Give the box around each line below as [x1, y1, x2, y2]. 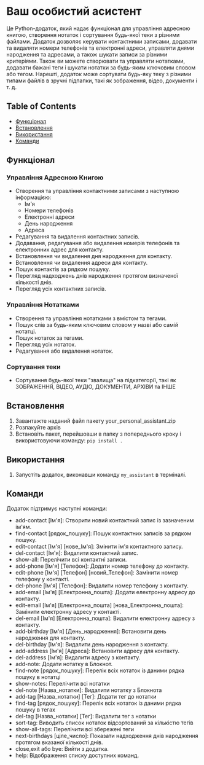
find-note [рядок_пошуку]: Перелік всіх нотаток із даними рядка [15, 667, 184, 674]
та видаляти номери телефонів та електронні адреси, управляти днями [6, 44, 195, 52]
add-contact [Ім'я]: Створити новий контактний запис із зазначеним [15, 517, 194, 524]
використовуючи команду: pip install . [15, 436, 123, 444]
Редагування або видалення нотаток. [15, 347, 114, 355]
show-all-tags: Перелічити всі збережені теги [15, 726, 134, 733]
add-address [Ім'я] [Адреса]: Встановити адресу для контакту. [15, 647, 180, 655]
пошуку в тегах [15, 706, 55, 713]
